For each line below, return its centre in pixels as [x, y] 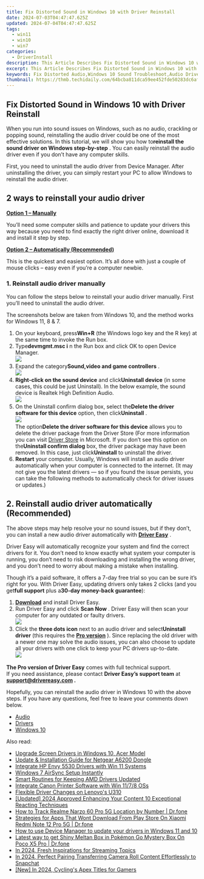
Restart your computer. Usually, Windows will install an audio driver [100, 459]
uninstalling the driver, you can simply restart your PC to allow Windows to [99, 172]
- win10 [22, 40]
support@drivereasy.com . [41, 680]
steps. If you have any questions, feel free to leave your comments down [97, 698]
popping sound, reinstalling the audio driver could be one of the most [93, 135]
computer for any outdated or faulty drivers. [70, 615]
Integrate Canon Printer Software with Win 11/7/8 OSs [82, 785]
